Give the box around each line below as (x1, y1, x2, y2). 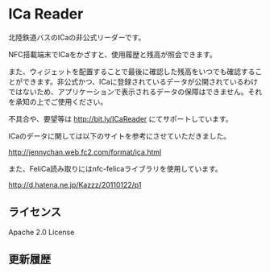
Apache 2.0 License (8, 227, 75, 237)
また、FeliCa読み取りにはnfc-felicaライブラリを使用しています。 (8, 163, 223, 173)
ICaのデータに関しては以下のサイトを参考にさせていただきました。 (8, 130, 231, 141)
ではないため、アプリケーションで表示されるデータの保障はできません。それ (8, 86, 263, 97)
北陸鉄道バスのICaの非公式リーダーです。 (8, 32, 146, 42)
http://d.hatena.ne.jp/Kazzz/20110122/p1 (8, 180, 142, 189)
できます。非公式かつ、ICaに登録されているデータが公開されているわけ (22, 77, 259, 86)
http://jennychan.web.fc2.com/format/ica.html (8, 147, 162, 157)
